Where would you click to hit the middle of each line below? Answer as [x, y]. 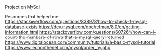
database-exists [21, 27]
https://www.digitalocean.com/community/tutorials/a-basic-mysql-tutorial [80, 42]
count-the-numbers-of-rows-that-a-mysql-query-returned [65, 37]
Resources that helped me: [32, 16]
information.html [22, 32]
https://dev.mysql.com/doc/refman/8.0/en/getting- [90, 27]
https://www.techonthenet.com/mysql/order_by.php [58, 47]
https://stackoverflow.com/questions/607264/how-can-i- [97, 32]
